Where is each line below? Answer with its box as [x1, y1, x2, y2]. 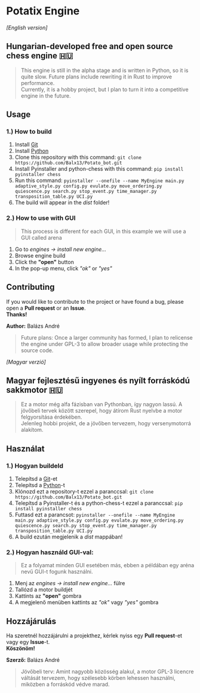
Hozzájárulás [6, 616, 57, 627]
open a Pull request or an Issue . [6, 304, 86, 311]
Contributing [6, 282, 55, 292]
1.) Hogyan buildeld [6, 461, 64, 470]
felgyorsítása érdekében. [20, 413, 82, 420]
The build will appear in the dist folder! [14, 199, 110, 206]
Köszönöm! [6, 645, 36, 652]
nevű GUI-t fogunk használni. [20, 568, 94, 576]
